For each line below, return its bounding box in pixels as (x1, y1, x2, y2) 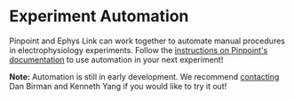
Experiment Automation (9, 6, 189, 27)
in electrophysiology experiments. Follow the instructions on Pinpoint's (9, 44, 268, 55)
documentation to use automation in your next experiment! (9, 54, 224, 65)
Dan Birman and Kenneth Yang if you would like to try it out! (9, 81, 227, 91)
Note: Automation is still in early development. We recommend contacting (9, 71, 280, 81)
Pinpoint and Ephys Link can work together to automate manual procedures (9, 35, 286, 46)
